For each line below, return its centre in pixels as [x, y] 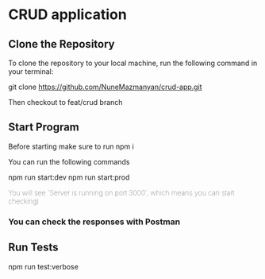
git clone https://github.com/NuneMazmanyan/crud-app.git [105, 87]
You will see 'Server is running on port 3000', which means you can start [121, 192]
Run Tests [33, 248]
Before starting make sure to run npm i [71, 146]
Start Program [44, 128]
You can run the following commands [69, 161]
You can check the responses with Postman [94, 222]
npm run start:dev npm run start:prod [69, 177]
